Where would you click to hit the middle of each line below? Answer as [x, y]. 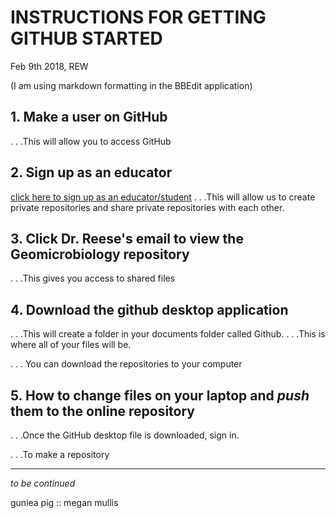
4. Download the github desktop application [149, 309]
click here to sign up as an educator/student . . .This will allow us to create [163, 197]
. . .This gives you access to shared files [93, 278]
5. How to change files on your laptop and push [160, 395]
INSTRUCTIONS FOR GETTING [138, 17]
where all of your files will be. [71, 345]
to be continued [43, 483]
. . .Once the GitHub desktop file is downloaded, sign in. [125, 435]
